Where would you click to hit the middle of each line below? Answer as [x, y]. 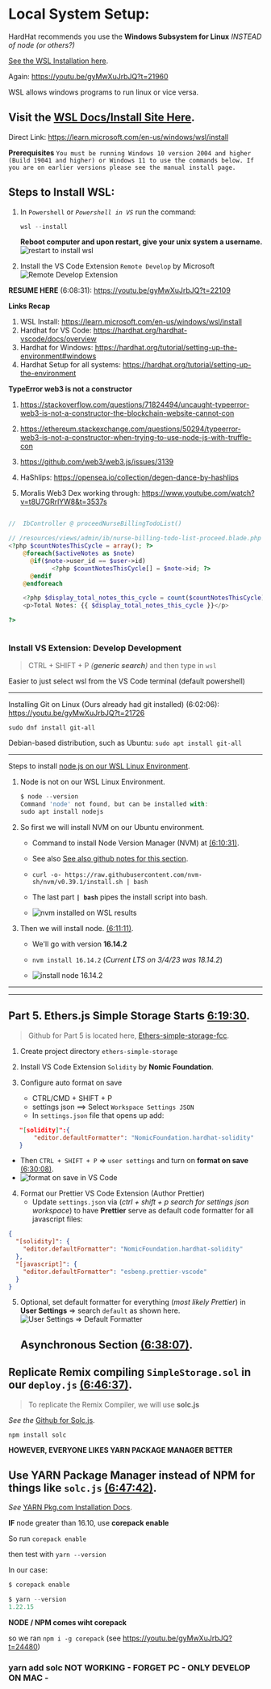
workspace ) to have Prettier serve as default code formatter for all [143, 1211]
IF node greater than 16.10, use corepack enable [89, 1523]
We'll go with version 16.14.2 [79, 944]
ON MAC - [29, 1678]
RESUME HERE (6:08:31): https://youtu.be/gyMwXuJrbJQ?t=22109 [120, 290]
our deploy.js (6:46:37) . [71, 1385]
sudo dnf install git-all [52, 728]
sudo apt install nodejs [62, 812]
